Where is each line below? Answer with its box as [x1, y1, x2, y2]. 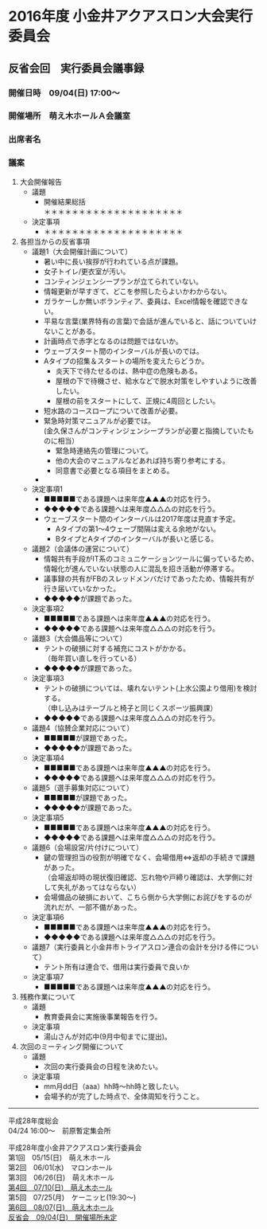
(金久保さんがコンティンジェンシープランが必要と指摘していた [43, 425, 248, 435]
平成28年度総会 [8, 1116, 60, 1125]
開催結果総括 [43, 197, 86, 206]
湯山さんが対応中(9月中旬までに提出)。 [43, 1031, 172, 1041]
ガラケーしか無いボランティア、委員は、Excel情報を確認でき [43, 296, 242, 306]
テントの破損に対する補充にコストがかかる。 [43, 643, 191, 653]
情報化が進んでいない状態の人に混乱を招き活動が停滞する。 [43, 563, 238, 573]
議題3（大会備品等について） [31, 633, 127, 643]
